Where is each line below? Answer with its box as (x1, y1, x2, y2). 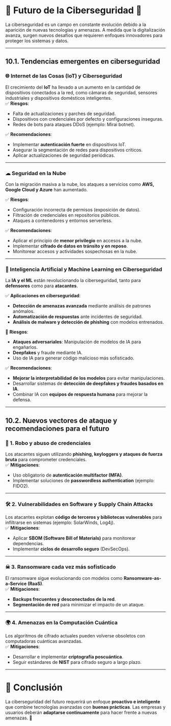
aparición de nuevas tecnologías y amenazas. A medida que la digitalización (5, 26, 165, 33)
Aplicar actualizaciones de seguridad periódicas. (12, 152, 116, 158)
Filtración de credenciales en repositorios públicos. (12, 212, 121, 218)
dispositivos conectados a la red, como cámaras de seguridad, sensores (5, 89, 158, 96)
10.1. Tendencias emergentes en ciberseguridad (5, 57, 160, 66)
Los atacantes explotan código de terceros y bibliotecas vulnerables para (5, 514, 162, 520)
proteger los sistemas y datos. (5, 38, 69, 44)
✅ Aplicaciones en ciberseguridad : (5, 293, 81, 299)
